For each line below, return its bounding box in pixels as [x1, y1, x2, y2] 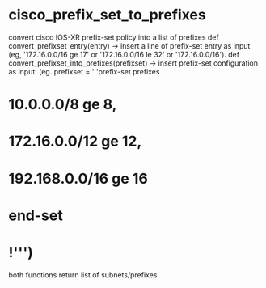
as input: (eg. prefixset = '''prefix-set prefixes [8, 66, 160, 76]
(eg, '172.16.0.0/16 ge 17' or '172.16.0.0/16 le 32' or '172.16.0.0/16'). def [8, 49, 240, 59]
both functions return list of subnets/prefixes [8, 269, 158, 280]
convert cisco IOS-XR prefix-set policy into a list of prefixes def [8, 32, 220, 42]
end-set [8, 206, 63, 224]
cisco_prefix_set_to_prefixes [8, 6, 206, 24]
